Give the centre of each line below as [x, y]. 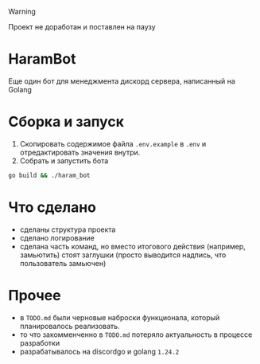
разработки [40, 342]
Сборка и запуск [66, 122]
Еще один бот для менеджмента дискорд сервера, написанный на [122, 81]
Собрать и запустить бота [64, 160]
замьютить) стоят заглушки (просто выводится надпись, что [123, 255]
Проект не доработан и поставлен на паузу [82, 27]
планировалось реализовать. [70, 326]
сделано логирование [57, 237]
